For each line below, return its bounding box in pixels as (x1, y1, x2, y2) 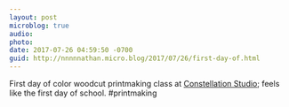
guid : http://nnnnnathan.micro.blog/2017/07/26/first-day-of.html (9, 54, 261, 63)
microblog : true (9, 21, 69, 30)
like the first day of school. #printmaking (9, 88, 157, 98)
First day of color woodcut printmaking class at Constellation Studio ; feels (9, 79, 280, 88)
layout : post (9, 12, 58, 22)
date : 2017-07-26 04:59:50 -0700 (9, 46, 133, 55)
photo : (9, 37, 34, 47)
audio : (9, 29, 34, 38)
